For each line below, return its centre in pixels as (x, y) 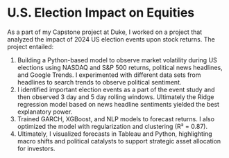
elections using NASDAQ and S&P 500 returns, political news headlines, (120, 67)
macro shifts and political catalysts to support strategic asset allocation (119, 141)
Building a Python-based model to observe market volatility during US (117, 60)
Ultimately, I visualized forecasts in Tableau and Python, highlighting (115, 134)
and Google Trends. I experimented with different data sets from (109, 75)
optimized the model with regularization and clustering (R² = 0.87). (112, 126)
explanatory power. (45, 112)
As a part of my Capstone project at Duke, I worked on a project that (105, 32)
